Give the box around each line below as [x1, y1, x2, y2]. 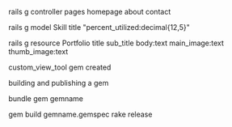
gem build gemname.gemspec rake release [8, 109, 153, 119]
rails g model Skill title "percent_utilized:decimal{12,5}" [8, 23, 190, 32]
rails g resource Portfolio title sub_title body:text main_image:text [8, 38, 225, 48]
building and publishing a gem [8, 78, 109, 87]
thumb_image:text [8, 47, 69, 56]
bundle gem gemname [8, 94, 83, 104]
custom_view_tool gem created [8, 62, 112, 72]
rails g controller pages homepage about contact [8, 7, 171, 16]
